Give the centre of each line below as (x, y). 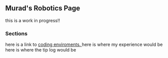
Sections (16, 33)
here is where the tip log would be (41, 50)
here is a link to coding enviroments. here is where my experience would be (84, 44)
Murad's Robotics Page (43, 8)
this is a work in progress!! (33, 20)
